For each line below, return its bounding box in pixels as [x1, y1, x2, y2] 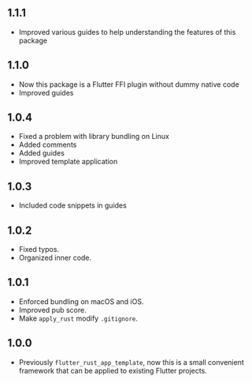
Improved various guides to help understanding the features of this [18, 27, 236, 36]
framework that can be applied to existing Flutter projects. [18, 366, 208, 375]
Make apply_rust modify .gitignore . [18, 314, 139, 323]
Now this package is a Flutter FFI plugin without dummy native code [18, 79, 239, 89]
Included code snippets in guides [18, 201, 127, 210]
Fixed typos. [18, 245, 60, 254]
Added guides [18, 148, 65, 158]
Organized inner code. [18, 253, 92, 263]
